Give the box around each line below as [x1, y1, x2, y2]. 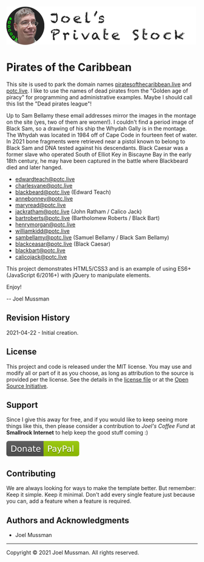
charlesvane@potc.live [15, 182, 73, 189]
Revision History [6, 313, 70, 323]
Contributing [6, 468, 56, 478]
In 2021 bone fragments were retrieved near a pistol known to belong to [6, 138, 186, 145]
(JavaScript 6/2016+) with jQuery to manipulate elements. [6, 271, 151, 279]
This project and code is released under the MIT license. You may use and [6, 363, 192, 370]
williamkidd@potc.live [15, 227, 70, 235]
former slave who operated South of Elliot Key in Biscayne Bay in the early [6, 151, 192, 158]
